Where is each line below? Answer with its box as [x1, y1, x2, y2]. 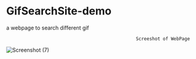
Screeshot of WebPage [135, 36, 190, 42]
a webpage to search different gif [6, 24, 89, 31]
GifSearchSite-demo [6, 4, 112, 18]
